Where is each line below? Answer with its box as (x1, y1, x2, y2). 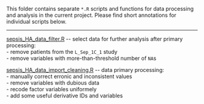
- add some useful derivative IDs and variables (6, 92, 123, 99)
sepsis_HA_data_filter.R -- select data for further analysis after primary (6, 36, 183, 42)
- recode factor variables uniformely (6, 86, 97, 93)
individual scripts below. (6, 18, 67, 25)
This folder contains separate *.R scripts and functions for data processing (6, 5, 194, 12)
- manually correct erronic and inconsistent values (6, 73, 132, 80)
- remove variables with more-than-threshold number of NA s (6, 54, 157, 62)
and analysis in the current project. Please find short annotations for (6, 11, 177, 19)
